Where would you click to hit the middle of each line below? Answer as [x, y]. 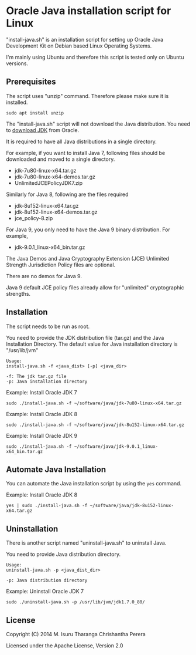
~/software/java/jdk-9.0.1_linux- [116, 446]
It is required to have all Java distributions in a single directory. [81, 141]
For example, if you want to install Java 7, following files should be [86, 153]
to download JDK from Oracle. [43, 130]
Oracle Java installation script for [89, 11]
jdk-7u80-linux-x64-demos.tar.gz [55, 177]
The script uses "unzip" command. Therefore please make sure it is [87, 96]
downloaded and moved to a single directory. [61, 159]
